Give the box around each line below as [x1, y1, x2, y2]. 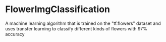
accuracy [5, 31, 25, 37]
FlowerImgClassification [5, 4, 110, 15]
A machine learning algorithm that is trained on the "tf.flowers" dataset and [5, 20, 161, 26]
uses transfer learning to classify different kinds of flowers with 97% [5, 25, 148, 31]
